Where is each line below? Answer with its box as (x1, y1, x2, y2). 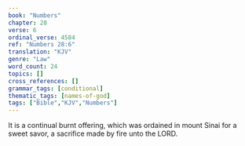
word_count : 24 (8, 63, 58, 71)
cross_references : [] (8, 77, 79, 85)
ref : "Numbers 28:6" (8, 41, 76, 49)
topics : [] (8, 70, 44, 78)
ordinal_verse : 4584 (8, 33, 76, 42)
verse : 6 (8, 26, 37, 34)
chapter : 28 (8, 19, 47, 27)
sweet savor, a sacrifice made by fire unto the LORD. (8, 129, 178, 138)
